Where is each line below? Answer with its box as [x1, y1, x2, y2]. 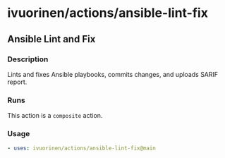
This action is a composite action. [7, 111, 103, 120]
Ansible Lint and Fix [7, 33, 96, 45]
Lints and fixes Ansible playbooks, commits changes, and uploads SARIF [7, 70, 219, 78]
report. [7, 78, 28, 86]
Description [7, 54, 49, 64]
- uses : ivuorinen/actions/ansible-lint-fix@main [7, 145, 157, 152]
